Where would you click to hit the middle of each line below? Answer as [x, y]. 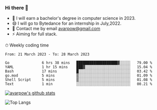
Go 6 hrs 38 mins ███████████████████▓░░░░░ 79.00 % [78, 63]
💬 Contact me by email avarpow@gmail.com [56, 29]
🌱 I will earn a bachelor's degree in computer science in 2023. [74, 18]
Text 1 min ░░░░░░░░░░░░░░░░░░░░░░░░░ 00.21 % [78, 84]
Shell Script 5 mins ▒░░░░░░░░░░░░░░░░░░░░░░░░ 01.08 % [78, 80]
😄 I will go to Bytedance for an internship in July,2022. [67, 23]
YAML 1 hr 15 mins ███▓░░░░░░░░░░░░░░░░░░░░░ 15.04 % [78, 67]
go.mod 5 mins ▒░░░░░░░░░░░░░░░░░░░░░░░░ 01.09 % [78, 76]
